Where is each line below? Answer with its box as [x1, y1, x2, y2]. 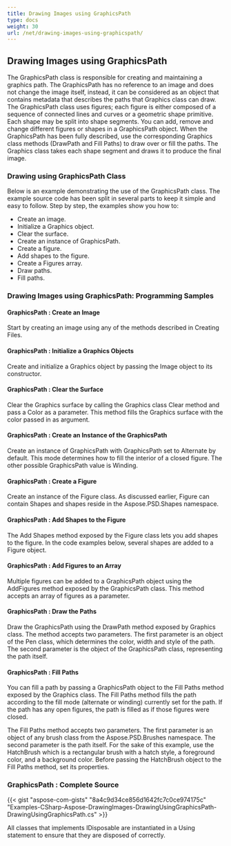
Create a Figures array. [17, 259, 83, 267]
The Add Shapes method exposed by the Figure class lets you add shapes [7, 531, 219, 539]
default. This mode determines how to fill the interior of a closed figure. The [7, 454, 223, 462]
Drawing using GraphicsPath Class [7, 171, 126, 180]
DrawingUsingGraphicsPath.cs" [7, 810, 97, 819]
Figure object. [7, 545, 47, 554]
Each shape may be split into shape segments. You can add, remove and [7, 117, 214, 126]
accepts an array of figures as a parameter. [7, 592, 130, 600]
